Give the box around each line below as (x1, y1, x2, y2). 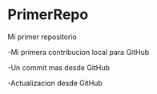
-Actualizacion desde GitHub (7, 78, 103, 88)
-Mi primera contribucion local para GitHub (7, 47, 150, 57)
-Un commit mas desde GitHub (7, 62, 110, 72)
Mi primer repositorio (7, 32, 77, 41)
